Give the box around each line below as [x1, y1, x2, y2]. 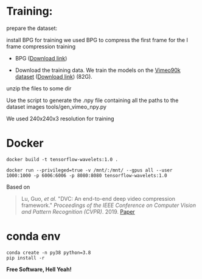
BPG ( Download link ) [15, 54, 68, 62]
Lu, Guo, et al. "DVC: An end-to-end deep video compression [21, 195, 175, 202]
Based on [6, 183, 30, 190]
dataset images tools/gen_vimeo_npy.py [6, 103, 106, 111]
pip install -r [6, 255, 45, 261]
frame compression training [6, 43, 76, 50]
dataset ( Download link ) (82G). [15, 73, 92, 80]
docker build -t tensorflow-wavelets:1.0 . [6, 156, 119, 162]
